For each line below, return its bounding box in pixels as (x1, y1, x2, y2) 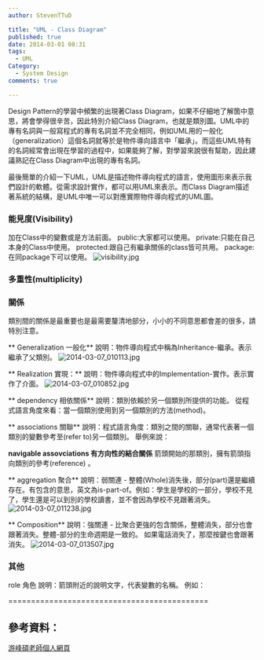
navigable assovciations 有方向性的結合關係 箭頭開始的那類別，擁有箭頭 (8, 449, 244, 458)
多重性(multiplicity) (8, 273, 83, 284)
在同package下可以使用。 (8, 252, 92, 262)
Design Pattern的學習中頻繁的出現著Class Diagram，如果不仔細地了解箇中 (8, 106, 248, 115)
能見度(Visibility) (8, 213, 73, 224)
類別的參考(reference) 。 (14, 459, 95, 468)
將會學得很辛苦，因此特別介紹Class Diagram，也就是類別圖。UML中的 (21, 115, 250, 126)
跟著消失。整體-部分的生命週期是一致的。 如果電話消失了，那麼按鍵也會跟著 (8, 530, 255, 539)
